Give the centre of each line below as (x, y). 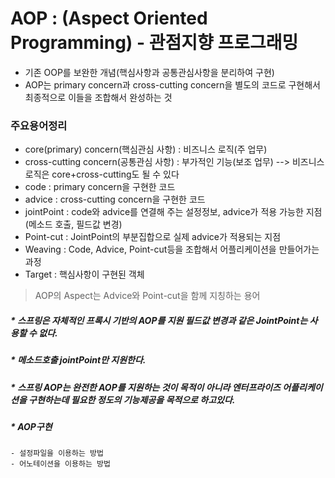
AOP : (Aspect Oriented (109, 18)
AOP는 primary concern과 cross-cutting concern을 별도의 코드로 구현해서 (172, 84)
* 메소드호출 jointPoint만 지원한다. (78, 360)
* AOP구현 (31, 426)
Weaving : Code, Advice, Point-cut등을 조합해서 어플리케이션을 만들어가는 (172, 249)
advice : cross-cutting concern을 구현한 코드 (115, 199)
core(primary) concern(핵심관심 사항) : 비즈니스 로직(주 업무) (146, 149)
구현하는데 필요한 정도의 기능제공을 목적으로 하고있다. (132, 399)
